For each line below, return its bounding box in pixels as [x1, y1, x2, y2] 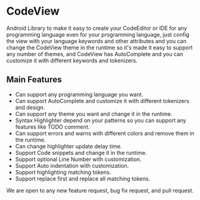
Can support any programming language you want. [15, 90, 143, 98]
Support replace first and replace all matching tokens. [15, 175, 151, 182]
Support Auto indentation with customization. [15, 162, 129, 169]
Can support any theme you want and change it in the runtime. [15, 110, 173, 117]
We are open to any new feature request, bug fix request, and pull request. [6, 187, 194, 194]
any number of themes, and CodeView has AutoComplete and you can [6, 50, 184, 57]
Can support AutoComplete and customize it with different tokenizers [15, 97, 190, 104]
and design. [15, 104, 45, 111]
